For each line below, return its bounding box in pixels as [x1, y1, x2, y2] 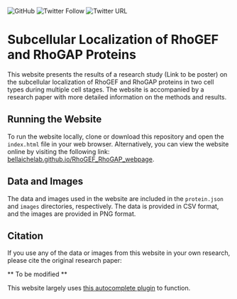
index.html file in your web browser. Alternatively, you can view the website [7, 139, 229, 148]
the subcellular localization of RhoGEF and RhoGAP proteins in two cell [7, 77, 214, 86]
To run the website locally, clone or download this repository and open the [7, 132, 225, 141]
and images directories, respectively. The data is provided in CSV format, [7, 202, 219, 210]
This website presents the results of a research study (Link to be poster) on [7, 70, 228, 78]
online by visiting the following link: [7, 147, 110, 156]
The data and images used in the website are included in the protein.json [7, 194, 224, 202]
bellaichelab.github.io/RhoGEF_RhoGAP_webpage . [7, 155, 155, 163]
